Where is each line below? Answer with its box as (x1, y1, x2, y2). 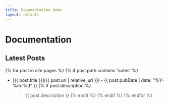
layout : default (5, 12, 39, 17)
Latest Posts (5, 54, 45, 63)
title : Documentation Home (5, 7, 62, 13)
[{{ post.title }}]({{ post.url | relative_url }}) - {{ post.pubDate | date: (12, 77, 152, 83)
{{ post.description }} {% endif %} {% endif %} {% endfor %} (25, 92, 153, 98)
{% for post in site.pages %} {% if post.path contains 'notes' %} (5, 67, 139, 73)
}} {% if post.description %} (33, 82, 91, 88)
